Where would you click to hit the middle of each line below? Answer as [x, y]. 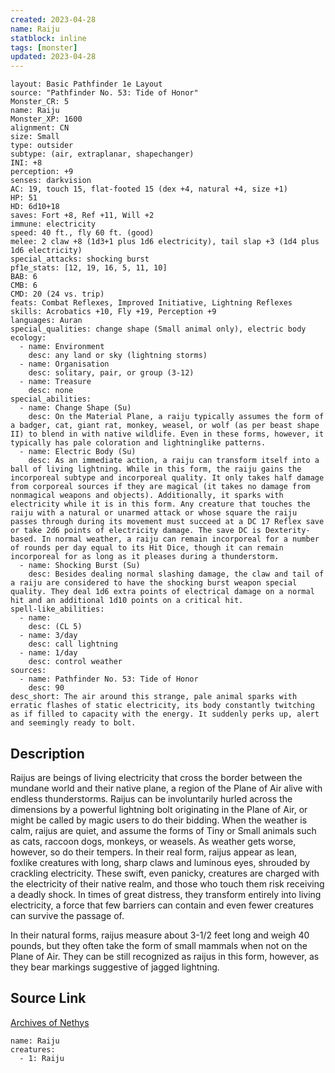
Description [47, 753]
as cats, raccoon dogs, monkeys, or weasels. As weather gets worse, [153, 841]
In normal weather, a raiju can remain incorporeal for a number [180, 539]
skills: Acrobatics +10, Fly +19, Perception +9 [113, 312]
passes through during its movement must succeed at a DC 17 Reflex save [167, 522]
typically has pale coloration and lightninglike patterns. [138, 443]
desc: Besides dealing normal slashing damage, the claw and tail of [176, 574]
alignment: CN [40, 128]
